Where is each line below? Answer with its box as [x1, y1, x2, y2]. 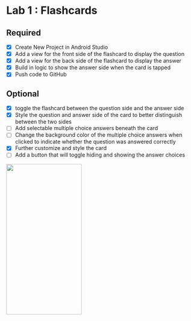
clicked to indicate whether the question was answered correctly [14, 138, 176, 145]
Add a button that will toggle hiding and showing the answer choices [14, 151, 186, 158]
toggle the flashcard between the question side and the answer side [14, 105, 184, 112]
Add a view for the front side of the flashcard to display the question [14, 51, 185, 58]
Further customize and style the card [14, 145, 107, 152]
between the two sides [14, 118, 72, 125]
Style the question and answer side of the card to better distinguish [14, 111, 183, 119]
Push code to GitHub [14, 70, 67, 78]
